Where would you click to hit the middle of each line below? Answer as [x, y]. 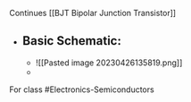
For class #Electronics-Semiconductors [82, 89]
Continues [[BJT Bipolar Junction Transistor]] [93, 13]
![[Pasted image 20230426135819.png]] [109, 63]
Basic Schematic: [72, 41]
